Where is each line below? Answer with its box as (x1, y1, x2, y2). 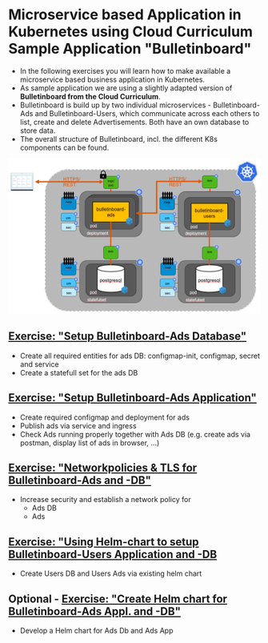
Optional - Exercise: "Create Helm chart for (8, 592, 228, 605)
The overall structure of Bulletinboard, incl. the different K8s (19, 134, 218, 143)
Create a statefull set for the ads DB (19, 368, 138, 377)
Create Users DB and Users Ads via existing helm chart (19, 569, 202, 578)
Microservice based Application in (8, 6, 242, 24)
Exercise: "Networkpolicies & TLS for (8, 461, 198, 475)
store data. (19, 126, 56, 135)
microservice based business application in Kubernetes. (19, 74, 206, 84)
